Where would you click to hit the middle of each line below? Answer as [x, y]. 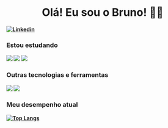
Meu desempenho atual [42, 105]
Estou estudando [32, 45]
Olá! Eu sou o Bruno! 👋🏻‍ [103, 12]
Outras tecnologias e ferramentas [57, 75]
